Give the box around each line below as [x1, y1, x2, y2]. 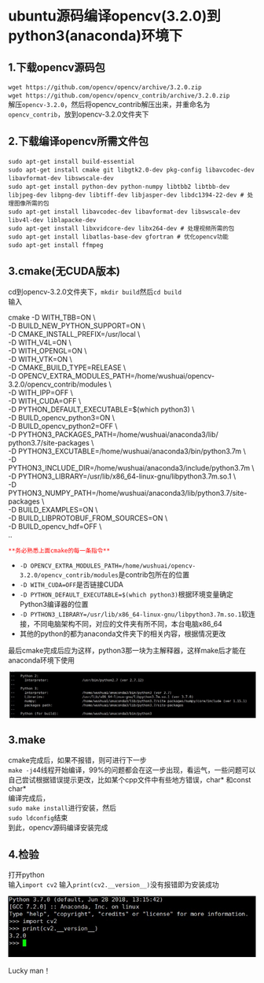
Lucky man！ [8, 966, 51, 976]
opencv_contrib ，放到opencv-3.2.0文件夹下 [8, 109, 149, 119]
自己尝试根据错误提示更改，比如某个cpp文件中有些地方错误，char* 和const [8, 774, 251, 784]
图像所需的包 [13, 199, 49, 207]
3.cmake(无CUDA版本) [8, 264, 120, 278]
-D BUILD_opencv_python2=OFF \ [8, 421, 118, 431]
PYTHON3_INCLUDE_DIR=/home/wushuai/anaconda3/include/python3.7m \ [8, 463, 255, 472]
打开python [8, 870, 45, 880]
